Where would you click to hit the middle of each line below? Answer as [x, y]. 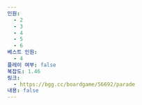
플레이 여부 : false [32, 65]
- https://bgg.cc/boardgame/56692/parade [74, 84]
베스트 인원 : [23, 52]
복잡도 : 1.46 [24, 71]
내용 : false [23, 90]
